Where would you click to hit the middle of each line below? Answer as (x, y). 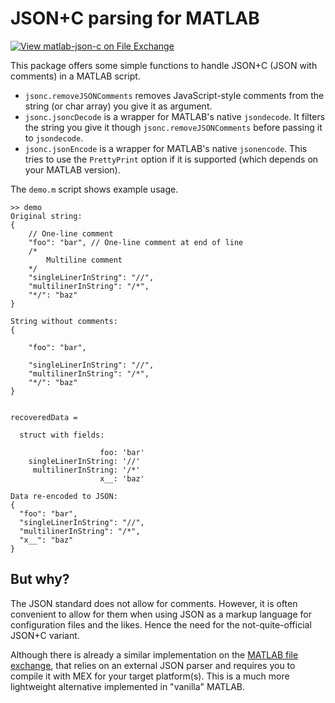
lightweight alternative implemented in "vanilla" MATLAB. (127, 686)
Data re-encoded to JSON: (64, 496)
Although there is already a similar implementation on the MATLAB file (154, 654)
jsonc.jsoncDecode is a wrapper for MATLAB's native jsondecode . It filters (175, 116)
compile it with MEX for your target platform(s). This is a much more (150, 676)
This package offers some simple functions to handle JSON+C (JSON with (164, 65)
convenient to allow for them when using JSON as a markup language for (161, 614)
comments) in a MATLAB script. (75, 76)
